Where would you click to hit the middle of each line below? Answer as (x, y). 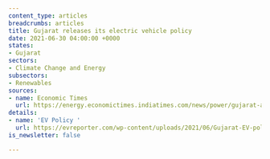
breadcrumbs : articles (46, 23)
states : (21, 46)
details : (23, 113)
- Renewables (30, 83)
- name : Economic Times (48, 98)
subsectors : (28, 75)
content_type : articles (48, 16)
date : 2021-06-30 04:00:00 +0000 (64, 38)
